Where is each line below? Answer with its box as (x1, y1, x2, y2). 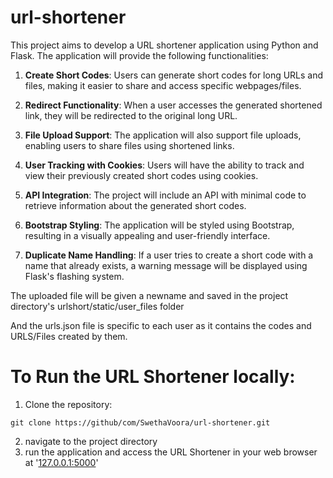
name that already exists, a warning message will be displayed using (24, 259, 308, 271)
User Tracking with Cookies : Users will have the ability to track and (24, 159, 305, 171)
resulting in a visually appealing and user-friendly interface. (24, 229, 271, 241)
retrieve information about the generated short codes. (24, 199, 247, 211)
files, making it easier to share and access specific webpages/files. (24, 79, 302, 91)
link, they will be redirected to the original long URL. (24, 109, 238, 121)
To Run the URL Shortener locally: (10, 366, 296, 388)
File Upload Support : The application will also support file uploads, (24, 129, 302, 141)
